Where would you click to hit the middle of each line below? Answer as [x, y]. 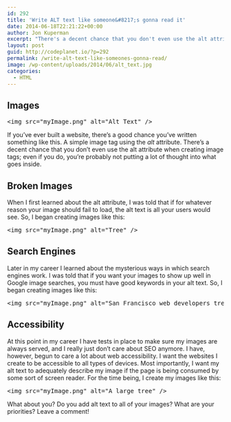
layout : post [26, 45]
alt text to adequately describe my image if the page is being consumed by [113, 370]
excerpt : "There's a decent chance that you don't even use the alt [107, 39]
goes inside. [24, 164]
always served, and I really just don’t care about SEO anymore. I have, [106, 348]
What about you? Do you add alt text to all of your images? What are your [111, 404]
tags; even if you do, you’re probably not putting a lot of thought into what [112, 157]
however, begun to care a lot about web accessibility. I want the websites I [112, 356]
